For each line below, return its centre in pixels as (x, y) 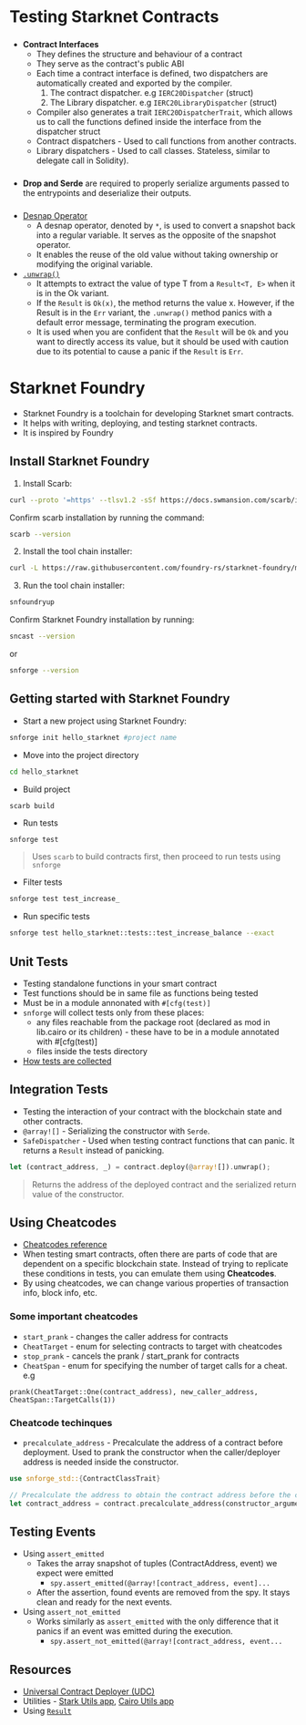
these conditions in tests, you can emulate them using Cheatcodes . (149, 1274)
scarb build (32, 806)
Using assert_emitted (63, 1554)
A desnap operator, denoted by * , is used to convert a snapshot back (166, 225)
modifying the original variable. (94, 264)
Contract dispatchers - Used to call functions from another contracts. (166, 141)
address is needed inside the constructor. (101, 1462)
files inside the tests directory (92, 1051)
